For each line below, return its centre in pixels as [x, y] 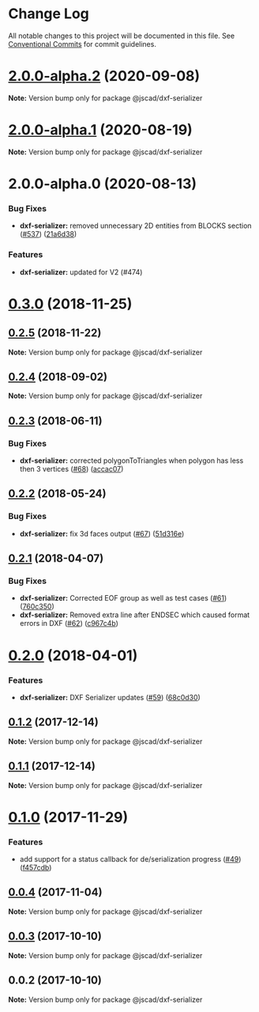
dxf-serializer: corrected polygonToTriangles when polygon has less [131, 461]
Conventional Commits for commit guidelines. [82, 44]
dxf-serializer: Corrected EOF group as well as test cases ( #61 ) [123, 598]
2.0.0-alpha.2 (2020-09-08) [104, 76]
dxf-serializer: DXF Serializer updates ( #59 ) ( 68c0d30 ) [110, 697]
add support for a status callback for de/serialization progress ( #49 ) [130, 859]
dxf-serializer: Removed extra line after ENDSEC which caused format [135, 615]
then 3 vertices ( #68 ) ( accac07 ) [71, 469]
